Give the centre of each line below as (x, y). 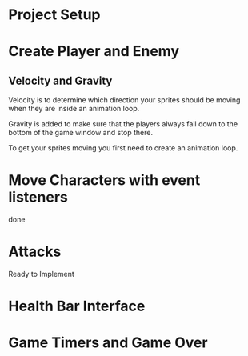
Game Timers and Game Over (108, 343)
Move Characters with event (104, 180)
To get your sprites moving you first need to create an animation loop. (123, 148)
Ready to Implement (41, 274)
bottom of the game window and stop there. (81, 133)
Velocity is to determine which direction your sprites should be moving (124, 100)
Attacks (35, 252)
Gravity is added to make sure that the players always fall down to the (123, 124)
